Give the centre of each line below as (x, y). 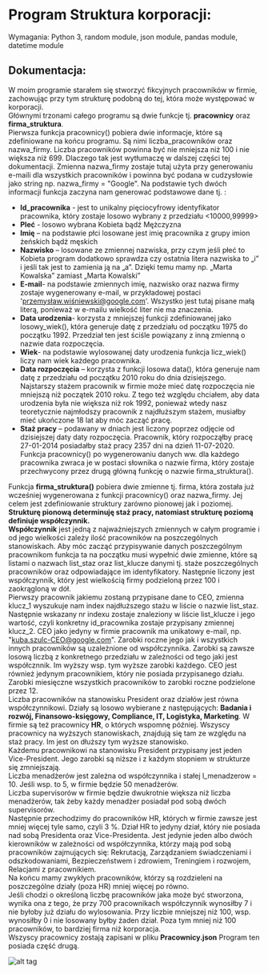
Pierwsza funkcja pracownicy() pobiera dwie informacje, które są (115, 132)
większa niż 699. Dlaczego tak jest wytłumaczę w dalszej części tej (119, 158)
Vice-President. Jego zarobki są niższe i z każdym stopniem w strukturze (129, 759)
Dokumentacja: (47, 71)
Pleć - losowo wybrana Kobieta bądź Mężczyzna (100, 224)
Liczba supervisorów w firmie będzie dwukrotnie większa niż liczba (120, 792)
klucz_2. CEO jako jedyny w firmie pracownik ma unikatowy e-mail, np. (125, 631)
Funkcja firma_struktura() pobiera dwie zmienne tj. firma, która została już (131, 487)
